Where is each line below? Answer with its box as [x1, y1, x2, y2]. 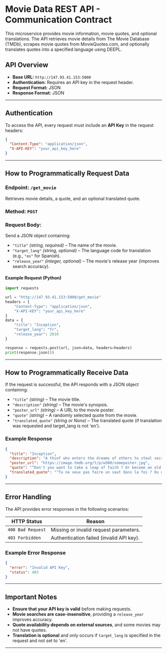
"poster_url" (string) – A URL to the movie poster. [12, 407, 115, 413]
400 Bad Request [7, 527, 46, 533]
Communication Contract [5, 14, 112, 25]
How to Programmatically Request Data [5, 169, 130, 178]
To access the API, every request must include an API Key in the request [5, 122, 154, 128]
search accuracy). [12, 263, 50, 269]
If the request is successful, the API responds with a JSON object [5, 381, 139, 387]
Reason [86, 518, 105, 525]
